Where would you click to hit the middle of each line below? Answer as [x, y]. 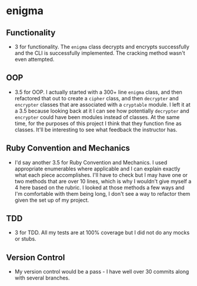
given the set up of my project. [52, 200]
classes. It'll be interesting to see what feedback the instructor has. [96, 129]
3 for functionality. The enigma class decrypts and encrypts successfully [102, 47]
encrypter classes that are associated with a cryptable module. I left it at [103, 104]
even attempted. [34, 59]
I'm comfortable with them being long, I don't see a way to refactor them [102, 193]
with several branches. [42, 278]
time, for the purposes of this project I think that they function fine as [98, 123]
